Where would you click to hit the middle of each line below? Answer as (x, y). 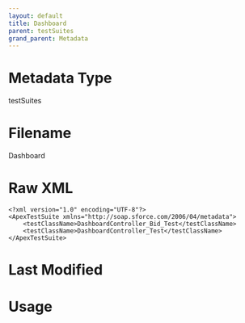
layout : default (36, 16)
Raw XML (41, 189)
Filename (40, 133)
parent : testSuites (41, 31)
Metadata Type (60, 78)
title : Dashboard (38, 23)
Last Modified (56, 270)
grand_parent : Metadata (49, 38)
